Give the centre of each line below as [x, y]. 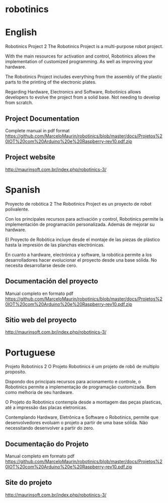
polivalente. [17, 209]
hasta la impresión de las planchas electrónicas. [55, 245]
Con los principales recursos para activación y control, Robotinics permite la [84, 219]
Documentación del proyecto [52, 281]
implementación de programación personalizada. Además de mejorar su [80, 224]
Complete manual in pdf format [37, 130]
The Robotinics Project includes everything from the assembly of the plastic [84, 77]
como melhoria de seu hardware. [39, 392]
